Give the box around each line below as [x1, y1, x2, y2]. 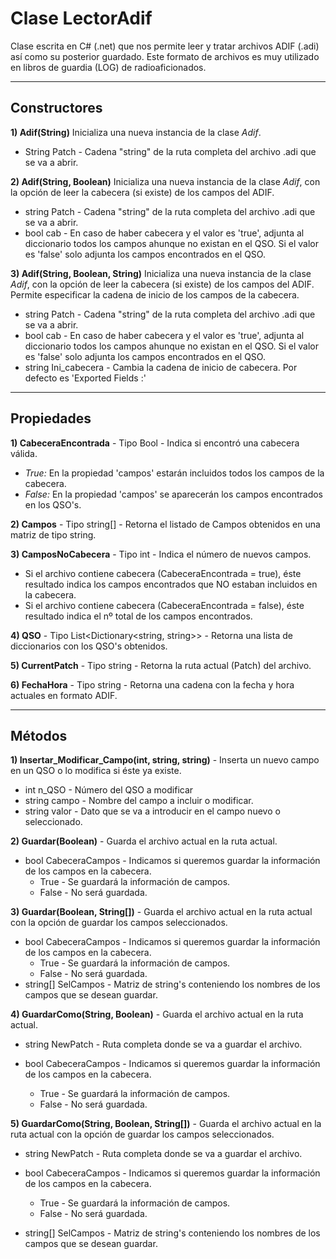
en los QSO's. [24, 498, 82, 511]
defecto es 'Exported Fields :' [24, 372, 147, 384]
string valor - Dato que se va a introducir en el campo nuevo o [24, 805, 281, 817]
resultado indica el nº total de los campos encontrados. [24, 610, 253, 622]
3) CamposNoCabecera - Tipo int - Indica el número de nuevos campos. [10, 548, 312, 560]
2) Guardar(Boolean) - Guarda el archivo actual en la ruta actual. [10, 835, 278, 847]
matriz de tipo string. [10, 528, 97, 541]
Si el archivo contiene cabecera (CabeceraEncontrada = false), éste [24, 599, 305, 611]
